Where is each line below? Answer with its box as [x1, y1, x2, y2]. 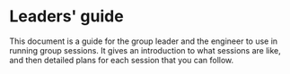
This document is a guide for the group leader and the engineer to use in [9, 36, 278, 46]
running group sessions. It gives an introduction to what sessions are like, [9, 45, 281, 55]
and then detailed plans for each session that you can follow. [9, 54, 234, 65]
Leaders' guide [9, 6, 124, 27]
